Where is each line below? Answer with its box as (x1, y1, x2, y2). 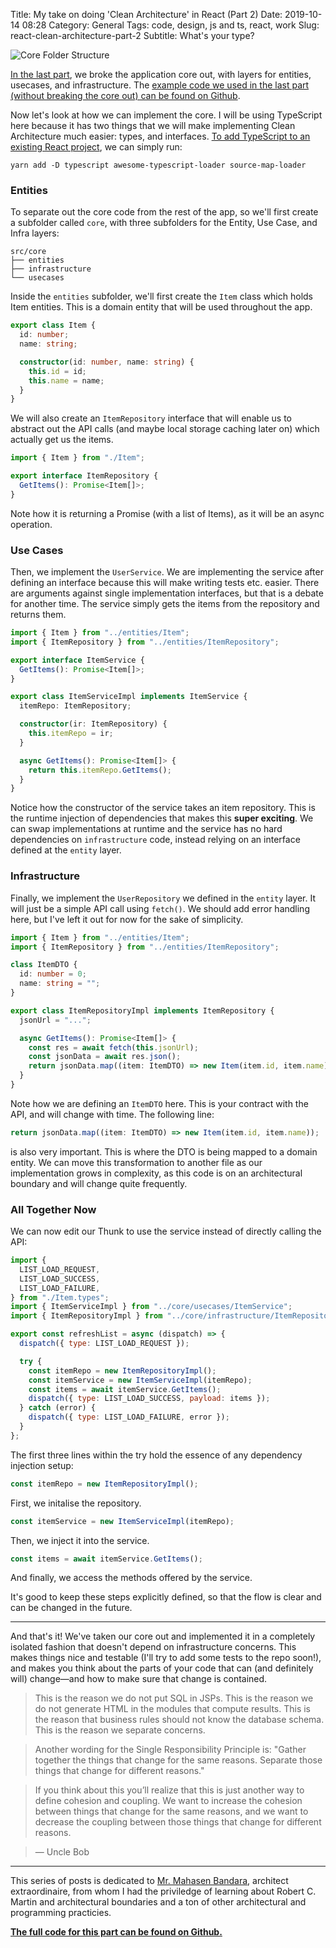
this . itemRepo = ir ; (28, 729, 114, 739)
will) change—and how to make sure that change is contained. (10, 1673, 268, 1685)
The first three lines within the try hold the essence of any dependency (10, 1449, 303, 1461)
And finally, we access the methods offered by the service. (10, 1572, 253, 1584)
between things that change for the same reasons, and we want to (34, 1805, 309, 1818)
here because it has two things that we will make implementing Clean (10, 120, 296, 131)
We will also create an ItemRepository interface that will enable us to (10, 412, 293, 424)
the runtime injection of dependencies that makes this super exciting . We (10, 812, 314, 824)
